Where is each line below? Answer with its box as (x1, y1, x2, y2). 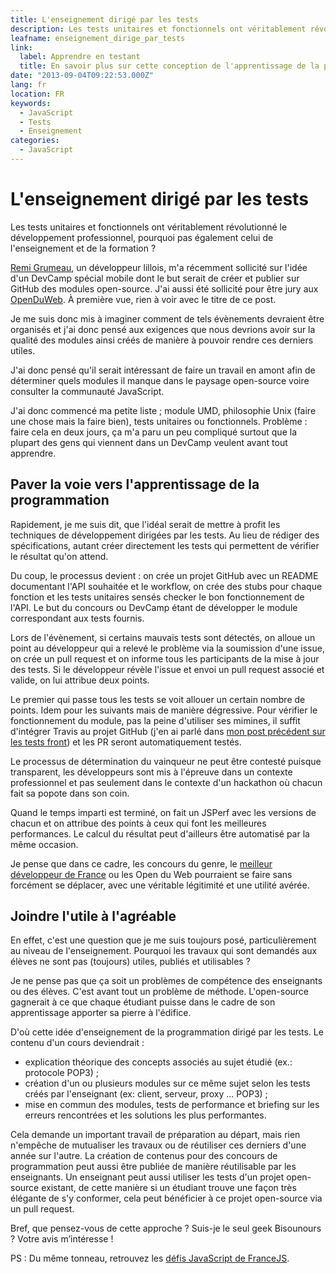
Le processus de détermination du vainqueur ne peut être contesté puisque (10, 755, 322, 767)
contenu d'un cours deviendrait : (10, 1037, 145, 1049)
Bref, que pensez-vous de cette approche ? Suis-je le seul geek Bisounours (10, 1222, 322, 1235)
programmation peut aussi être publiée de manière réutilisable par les (10, 1161, 297, 1173)
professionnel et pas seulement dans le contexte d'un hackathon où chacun (10, 776, 323, 788)
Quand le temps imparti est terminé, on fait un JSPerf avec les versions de (10, 806, 317, 818)
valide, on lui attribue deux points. (10, 674, 150, 686)
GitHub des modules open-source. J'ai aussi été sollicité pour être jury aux (10, 282, 319, 295)
